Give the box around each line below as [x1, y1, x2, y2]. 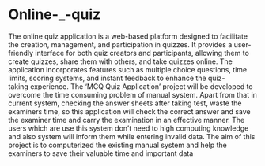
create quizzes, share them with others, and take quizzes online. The [8, 57, 233, 66]
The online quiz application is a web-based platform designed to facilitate [8, 31, 248, 41]
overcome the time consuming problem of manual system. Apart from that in [8, 90, 257, 99]
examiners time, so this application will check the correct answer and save [8, 106, 251, 116]
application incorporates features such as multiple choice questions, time [8, 65, 248, 74]
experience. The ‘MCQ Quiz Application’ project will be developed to [30, 81, 253, 91]
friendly [8, 48, 34, 57]
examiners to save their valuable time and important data [8, 148, 194, 158]
